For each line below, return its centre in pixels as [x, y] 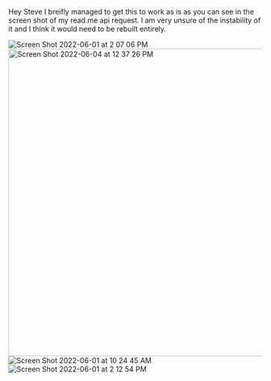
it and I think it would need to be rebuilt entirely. [88, 29]
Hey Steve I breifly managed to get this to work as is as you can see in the [131, 12]
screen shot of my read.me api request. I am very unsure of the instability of [135, 20]
